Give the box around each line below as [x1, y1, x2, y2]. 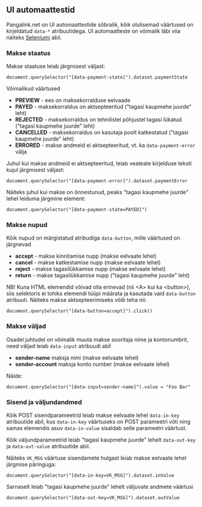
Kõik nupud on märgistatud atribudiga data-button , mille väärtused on [6, 234, 180, 241]
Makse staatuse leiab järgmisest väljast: [6, 63, 106, 70]
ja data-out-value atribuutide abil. [6, 443, 91, 450]
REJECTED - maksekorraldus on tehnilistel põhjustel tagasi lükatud [15, 116, 182, 123]
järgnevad [6, 241, 31, 248]
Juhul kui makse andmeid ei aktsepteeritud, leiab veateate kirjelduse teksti [6, 160, 192, 167]
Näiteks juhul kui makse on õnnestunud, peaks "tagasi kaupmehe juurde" [6, 189, 189, 196]
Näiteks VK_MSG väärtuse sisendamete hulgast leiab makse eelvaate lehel [6, 454, 186, 462]
